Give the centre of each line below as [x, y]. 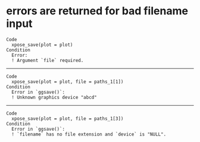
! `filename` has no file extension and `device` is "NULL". [89, 134]
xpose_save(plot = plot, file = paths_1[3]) [68, 118]
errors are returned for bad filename [97, 11]
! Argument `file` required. [48, 60]
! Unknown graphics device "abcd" [54, 97]
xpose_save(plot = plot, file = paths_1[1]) [68, 82]
